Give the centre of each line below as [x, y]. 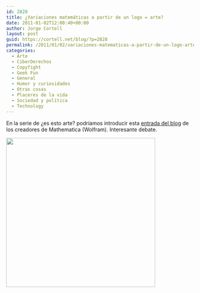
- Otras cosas [29, 90]
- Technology [28, 106]
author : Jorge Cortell [34, 28]
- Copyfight [26, 67]
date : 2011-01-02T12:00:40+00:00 [48, 23]
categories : [21, 51]
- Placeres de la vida [40, 95]
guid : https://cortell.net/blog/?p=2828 [57, 39]
